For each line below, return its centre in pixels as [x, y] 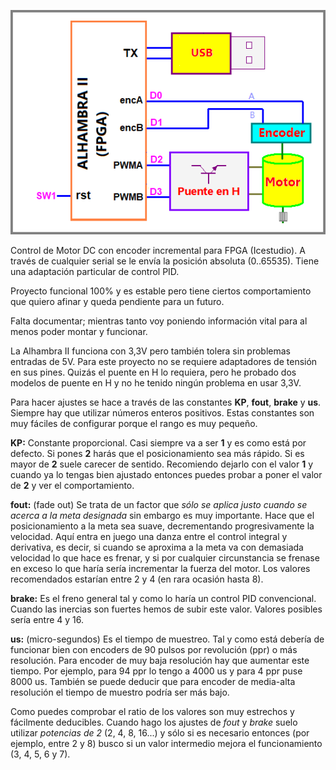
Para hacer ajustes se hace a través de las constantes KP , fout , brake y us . [166, 402]
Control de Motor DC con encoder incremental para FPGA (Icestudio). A [158, 251]
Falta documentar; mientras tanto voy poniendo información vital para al [159, 321]
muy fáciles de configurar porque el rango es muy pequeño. [134, 424]
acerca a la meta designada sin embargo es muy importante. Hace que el [162, 516]
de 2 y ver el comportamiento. [72, 486]
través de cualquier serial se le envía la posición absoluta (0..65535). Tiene [165, 261]
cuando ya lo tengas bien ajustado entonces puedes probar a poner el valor [166, 475]
